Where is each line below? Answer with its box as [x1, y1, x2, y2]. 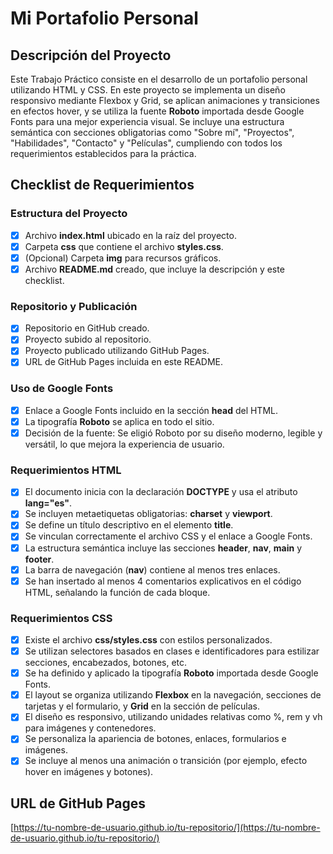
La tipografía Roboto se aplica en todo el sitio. [24, 415, 215, 427]
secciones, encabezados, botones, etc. [24, 657, 188, 669]
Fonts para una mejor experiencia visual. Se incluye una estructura [10, 116, 285, 127]
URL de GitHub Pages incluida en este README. [24, 356, 224, 368]
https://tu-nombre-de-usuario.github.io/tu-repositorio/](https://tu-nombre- [13, 822, 321, 834]
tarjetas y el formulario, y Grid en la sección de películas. [24, 700, 260, 712]
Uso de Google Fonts [10, 382, 114, 396]
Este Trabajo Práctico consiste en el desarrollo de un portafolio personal [10, 73, 308, 85]
